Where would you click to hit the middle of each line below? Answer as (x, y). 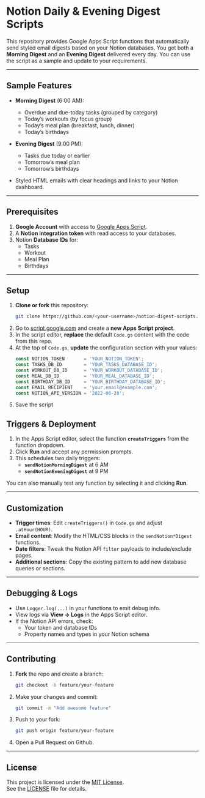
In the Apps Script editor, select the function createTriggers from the (102, 439)
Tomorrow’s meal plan (52, 162)
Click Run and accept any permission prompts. (74, 452)
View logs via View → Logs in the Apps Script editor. (81, 614)
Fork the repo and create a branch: (59, 674)
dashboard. (30, 187)
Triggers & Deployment (51, 424)
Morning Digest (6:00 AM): (49, 100)
